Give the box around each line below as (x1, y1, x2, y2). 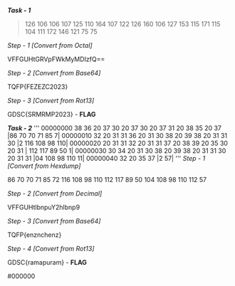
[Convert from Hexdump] (7, 161, 81, 170)
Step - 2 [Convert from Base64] (7, 69, 101, 77)
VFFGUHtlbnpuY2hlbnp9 (7, 203, 80, 211)
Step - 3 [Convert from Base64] (7, 217, 101, 225)
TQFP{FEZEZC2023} (7, 83, 68, 91)
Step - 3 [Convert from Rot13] (7, 96, 95, 105)
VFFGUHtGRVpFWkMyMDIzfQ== (7, 55, 105, 63)
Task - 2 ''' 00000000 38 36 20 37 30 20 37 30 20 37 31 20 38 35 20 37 (7, 124, 222, 132)
